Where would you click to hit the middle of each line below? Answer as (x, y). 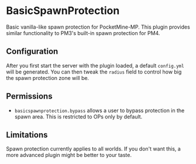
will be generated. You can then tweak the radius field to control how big (94, 72)
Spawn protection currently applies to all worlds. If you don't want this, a (94, 149)
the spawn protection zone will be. (48, 78)
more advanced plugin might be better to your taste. (69, 155)
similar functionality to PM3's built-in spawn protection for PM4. (83, 33)
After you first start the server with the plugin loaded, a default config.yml (95, 65)
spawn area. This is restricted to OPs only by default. (78, 116)
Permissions (29, 97)
